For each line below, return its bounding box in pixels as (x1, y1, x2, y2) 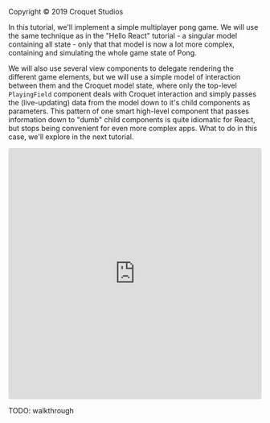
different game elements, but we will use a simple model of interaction (8, 72, 241, 81)
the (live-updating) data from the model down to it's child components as (8, 98, 251, 107)
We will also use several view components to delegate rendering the (8, 64, 235, 73)
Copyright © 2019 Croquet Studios (8, 7, 124, 16)
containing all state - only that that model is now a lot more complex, (8, 39, 235, 49)
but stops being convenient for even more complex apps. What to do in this (8, 124, 258, 133)
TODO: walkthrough (8, 406, 74, 415)
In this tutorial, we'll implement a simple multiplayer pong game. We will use (8, 23, 259, 31)
